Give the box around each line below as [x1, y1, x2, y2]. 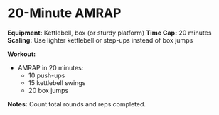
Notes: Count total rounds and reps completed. [7, 99, 146, 108]
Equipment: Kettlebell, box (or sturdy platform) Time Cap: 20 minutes [7, 28, 212, 37]
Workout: [7, 50, 36, 58]
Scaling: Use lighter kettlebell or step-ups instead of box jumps [7, 35, 193, 44]
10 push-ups [28, 71, 65, 80]
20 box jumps [28, 86, 69, 94]
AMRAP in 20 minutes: [17, 63, 84, 72]
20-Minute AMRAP [7, 5, 122, 21]
